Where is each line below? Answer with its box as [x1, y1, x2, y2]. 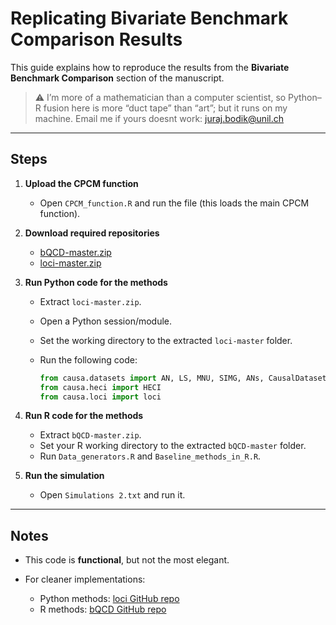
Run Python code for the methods [24, 276, 168, 288]
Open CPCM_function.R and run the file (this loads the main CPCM [39, 197, 310, 209]
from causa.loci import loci [39, 392, 162, 402]
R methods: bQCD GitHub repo [39, 603, 167, 616]
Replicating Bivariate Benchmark [10, 7, 289, 30]
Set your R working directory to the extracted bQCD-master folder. [39, 440, 307, 452]
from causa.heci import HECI [39, 382, 162, 392]
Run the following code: [39, 353, 138, 366]
